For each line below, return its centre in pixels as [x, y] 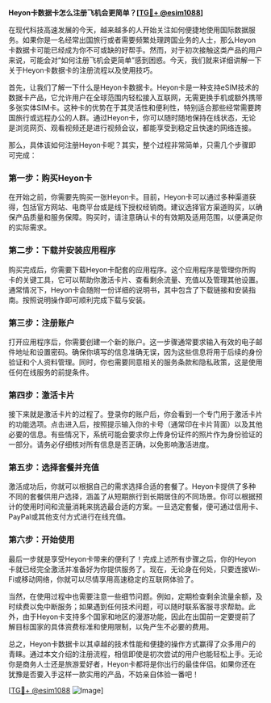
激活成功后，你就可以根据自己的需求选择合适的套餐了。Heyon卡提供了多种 [132, 486]
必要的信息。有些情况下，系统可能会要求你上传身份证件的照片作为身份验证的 [135, 435]
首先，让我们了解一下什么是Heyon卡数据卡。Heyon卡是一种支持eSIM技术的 [134, 87]
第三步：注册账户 [42, 322]
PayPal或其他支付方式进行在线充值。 [69, 517]
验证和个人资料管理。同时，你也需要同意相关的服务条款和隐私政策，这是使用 [135, 362]
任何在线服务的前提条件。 [51, 372]
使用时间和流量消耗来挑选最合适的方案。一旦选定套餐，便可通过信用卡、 [142, 507]
